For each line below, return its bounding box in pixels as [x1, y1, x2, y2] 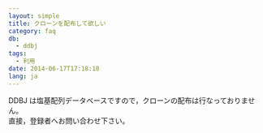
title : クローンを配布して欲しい [8, 19, 106, 28]
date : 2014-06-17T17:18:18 [8, 65, 100, 73]
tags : [8, 49, 27, 58]
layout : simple [8, 11, 60, 20]
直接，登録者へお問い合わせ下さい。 [8, 115, 130, 126]
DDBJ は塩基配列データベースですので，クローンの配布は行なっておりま [8, 95, 248, 105]
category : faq [8, 27, 57, 35]
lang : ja [8, 72, 38, 80]
